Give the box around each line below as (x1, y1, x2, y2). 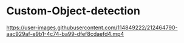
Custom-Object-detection (6, 4, 141, 18)
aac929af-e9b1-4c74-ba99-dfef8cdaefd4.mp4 (6, 30, 124, 37)
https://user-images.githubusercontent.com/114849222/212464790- (6, 24, 178, 31)
